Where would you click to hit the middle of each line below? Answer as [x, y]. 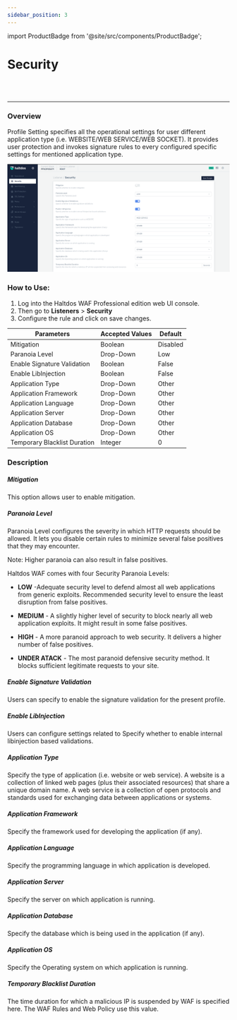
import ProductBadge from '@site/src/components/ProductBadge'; [105, 36]
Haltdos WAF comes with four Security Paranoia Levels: [88, 574]
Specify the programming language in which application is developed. [109, 865]
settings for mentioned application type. [65, 154]
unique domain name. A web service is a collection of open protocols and [114, 790]
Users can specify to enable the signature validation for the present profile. [116, 700]
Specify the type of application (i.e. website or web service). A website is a [116, 775]
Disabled [170, 344]
